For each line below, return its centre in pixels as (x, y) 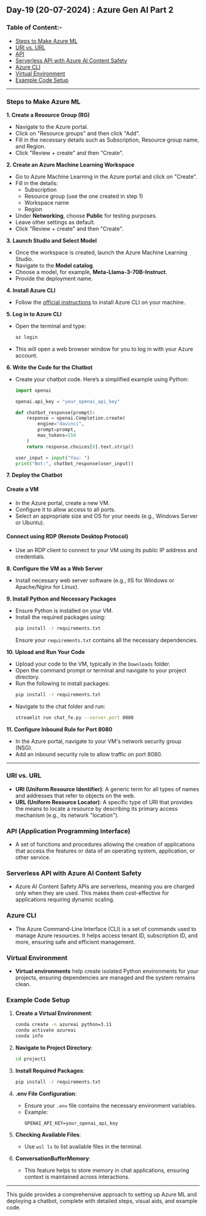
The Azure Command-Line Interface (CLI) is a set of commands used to (106, 929)
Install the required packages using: (60, 617)
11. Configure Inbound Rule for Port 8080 (59, 729)
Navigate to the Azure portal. (52, 127)
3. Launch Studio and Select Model (51, 240)
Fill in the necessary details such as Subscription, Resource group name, (107, 140)
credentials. (30, 557)
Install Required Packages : (50, 1070)
